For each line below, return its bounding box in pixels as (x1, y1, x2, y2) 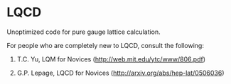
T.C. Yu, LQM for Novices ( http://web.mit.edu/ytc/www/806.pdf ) (16, 54, 205, 64)
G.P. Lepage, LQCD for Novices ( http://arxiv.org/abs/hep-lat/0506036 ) (16, 68, 225, 77)
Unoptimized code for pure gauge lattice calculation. (6, 28, 161, 36)
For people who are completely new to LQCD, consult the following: (6, 41, 204, 49)
